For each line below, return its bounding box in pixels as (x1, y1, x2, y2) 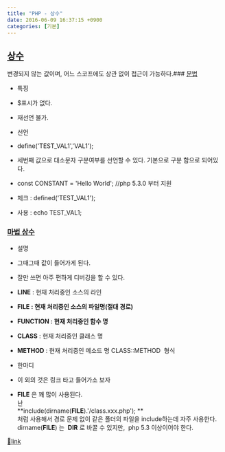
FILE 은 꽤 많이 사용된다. (16, 390, 83, 399)
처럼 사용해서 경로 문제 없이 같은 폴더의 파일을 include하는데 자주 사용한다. (16, 415, 217, 423)
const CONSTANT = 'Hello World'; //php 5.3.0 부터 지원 (16, 180, 172, 188)
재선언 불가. (16, 114, 49, 122)
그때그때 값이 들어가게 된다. (16, 259, 91, 267)
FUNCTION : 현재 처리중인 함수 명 (16, 317, 108, 325)
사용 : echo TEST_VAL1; (16, 208, 82, 217)
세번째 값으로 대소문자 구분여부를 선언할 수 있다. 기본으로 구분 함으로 (16, 156, 200, 164)
